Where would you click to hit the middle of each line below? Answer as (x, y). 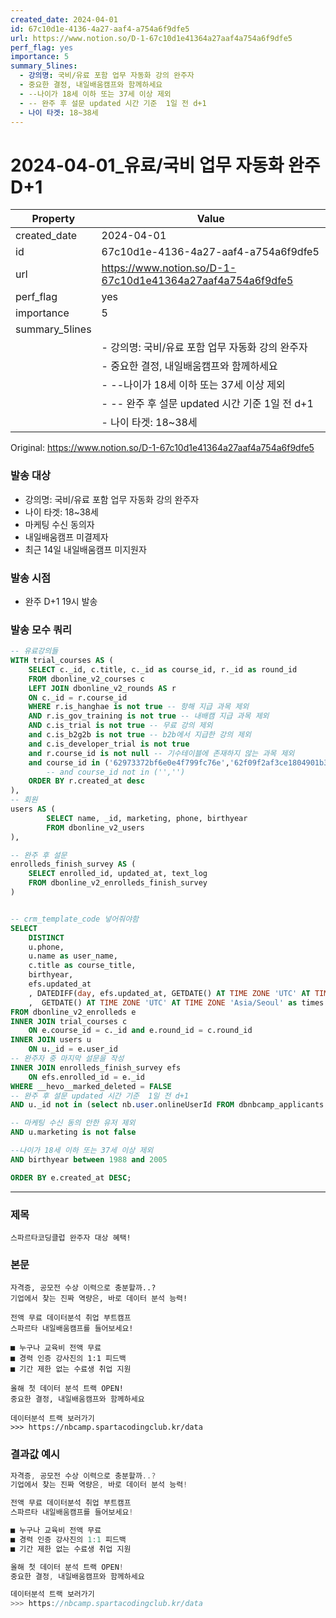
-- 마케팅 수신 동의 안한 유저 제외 (73, 1123)
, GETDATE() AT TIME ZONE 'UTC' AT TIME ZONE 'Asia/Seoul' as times (176, 1002)
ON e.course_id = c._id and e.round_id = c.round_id (140, 1031)
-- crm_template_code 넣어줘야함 (75, 919)
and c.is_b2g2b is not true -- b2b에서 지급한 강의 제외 (140, 735)
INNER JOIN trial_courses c (69, 1021)
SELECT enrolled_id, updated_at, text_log (118, 874)
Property (53, 219)
